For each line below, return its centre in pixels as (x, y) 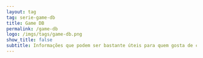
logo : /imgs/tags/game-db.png (44, 34)
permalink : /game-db (32, 29)
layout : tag (21, 12)
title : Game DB (25, 23)
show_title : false (29, 40)
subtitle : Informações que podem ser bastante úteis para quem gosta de (100, 46)
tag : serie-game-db (31, 18)
